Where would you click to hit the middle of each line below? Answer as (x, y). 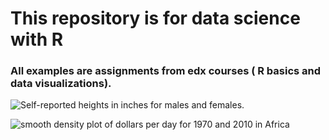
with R (37, 39)
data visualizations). (61, 84)
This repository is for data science (155, 18)
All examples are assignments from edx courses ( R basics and (166, 71)
